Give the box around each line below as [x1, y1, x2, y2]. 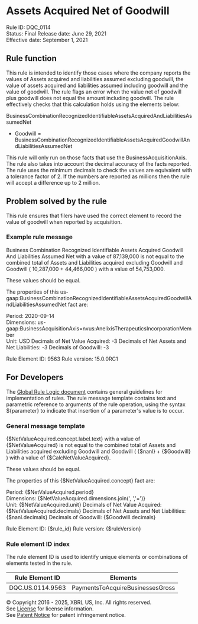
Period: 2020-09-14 [6, 312, 55, 319]
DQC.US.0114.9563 [9, 584, 66, 592]
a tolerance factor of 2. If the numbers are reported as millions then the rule [6, 173, 190, 180]
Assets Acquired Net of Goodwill [6, 4, 170, 18]
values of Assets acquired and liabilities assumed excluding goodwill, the [6, 75, 184, 82]
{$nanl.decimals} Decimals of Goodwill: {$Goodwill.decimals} [6, 513, 156, 520]
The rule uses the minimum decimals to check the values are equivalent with [6, 166, 193, 173]
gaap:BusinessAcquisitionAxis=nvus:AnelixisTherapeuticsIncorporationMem [6, 324, 192, 332]
